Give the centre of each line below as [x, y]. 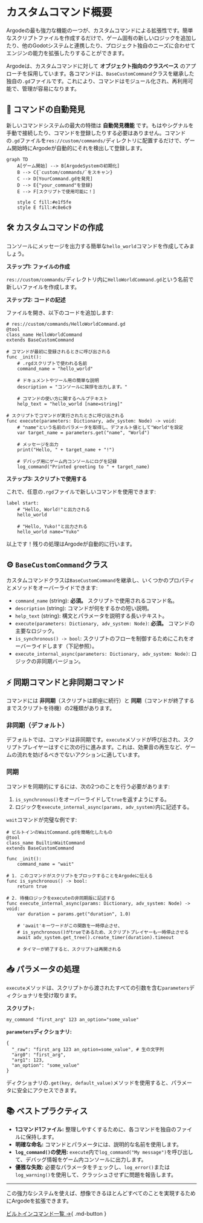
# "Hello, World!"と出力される [54, 509]
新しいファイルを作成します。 [43, 287]
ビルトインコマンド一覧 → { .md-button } [56, 1214]
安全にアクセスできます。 [48, 1090]
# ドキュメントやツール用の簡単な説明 [58, 380]
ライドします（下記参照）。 [64, 646]
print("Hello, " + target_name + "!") [66, 450]
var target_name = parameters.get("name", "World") [83, 433]
